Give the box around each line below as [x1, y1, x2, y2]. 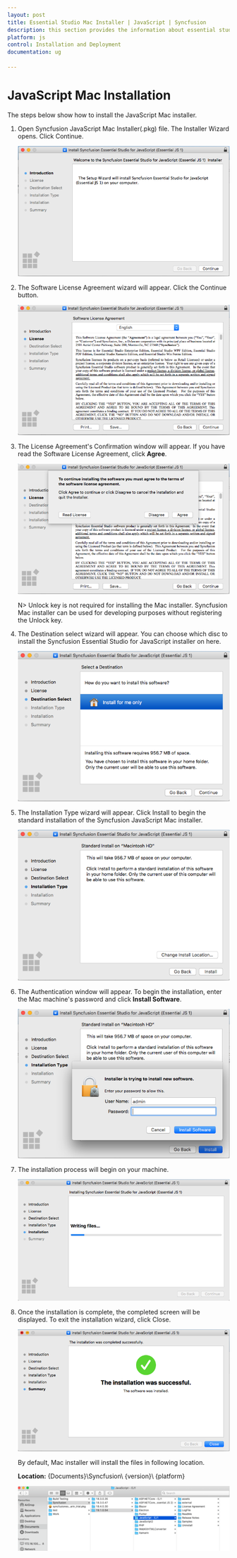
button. [17, 290, 39, 299]
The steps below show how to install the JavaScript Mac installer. [7, 110, 197, 119]
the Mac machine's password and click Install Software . [17, 995, 182, 1003]
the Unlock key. [17, 616, 63, 625]
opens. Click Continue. [17, 131, 84, 140]
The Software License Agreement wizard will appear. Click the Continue [17, 283, 227, 292]
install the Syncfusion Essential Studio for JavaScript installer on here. [17, 637, 221, 646]
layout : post [7, 11, 46, 18]
